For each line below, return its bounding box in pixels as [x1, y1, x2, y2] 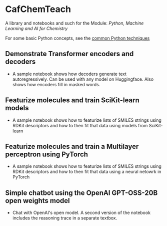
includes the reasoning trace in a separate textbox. [12, 215, 117, 221]
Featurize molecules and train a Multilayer [5, 142, 139, 151]
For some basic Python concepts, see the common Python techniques [5, 35, 150, 41]
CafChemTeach [5, 4, 71, 15]
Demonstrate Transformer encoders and [5, 50, 134, 58]
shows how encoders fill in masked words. [12, 81, 100, 87]
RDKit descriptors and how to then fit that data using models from [12, 122, 148, 128]
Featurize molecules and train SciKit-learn [5, 96, 140, 105]
